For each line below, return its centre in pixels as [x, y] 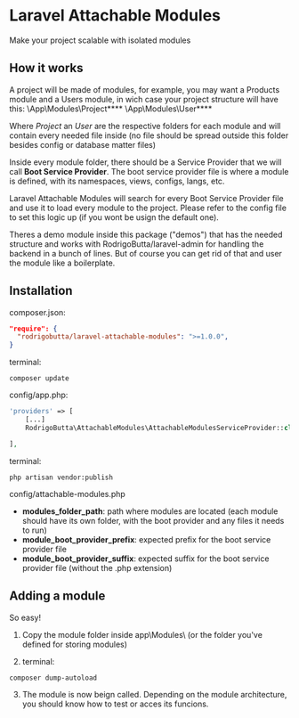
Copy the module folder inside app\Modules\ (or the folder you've [142, 634]
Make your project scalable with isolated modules [100, 40]
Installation [41, 291]
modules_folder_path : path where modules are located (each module [150, 511]
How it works [46, 68]
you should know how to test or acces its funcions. [115, 704]
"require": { [33, 329]
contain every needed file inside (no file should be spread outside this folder [149, 135]
